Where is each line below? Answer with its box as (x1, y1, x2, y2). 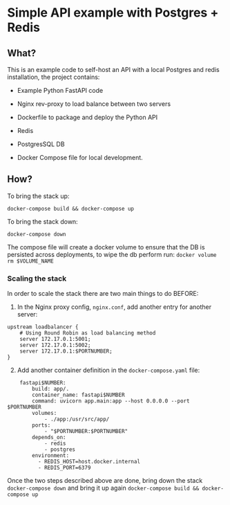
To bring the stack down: (7, 217, 78, 226)
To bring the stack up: (7, 192, 70, 200)
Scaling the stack (7, 274, 67, 283)
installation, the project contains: (7, 73, 100, 81)
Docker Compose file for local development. (17, 154, 143, 161)
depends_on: (32, 434, 67, 441)
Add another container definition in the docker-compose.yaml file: (17, 366, 200, 375)
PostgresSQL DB (17, 140, 65, 148)
